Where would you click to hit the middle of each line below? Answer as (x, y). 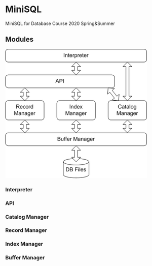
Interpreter (19, 189)
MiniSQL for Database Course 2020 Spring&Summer (60, 23)
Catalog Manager (27, 217)
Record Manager (26, 230)
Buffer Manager (25, 258)
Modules (20, 39)
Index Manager (24, 244)
